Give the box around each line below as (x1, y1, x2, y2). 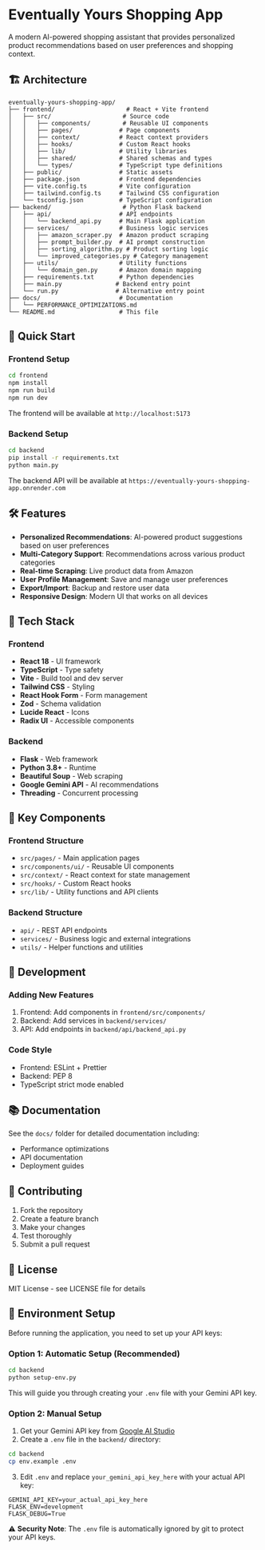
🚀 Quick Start (8, 330, 76, 343)
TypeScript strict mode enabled (19, 1080, 125, 1089)
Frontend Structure (8, 834, 85, 846)
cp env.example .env (8, 1457, 77, 1466)
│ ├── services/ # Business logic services (8, 224, 209, 232)
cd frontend (8, 371, 48, 380)
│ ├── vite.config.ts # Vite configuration (8, 182, 192, 190)
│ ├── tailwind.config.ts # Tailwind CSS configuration (8, 189, 220, 197)
